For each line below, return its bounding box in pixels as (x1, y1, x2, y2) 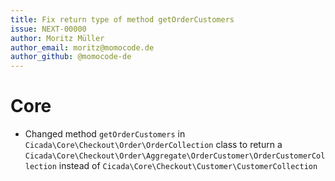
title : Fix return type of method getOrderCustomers (10, 14, 235, 25)
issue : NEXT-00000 (10, 24, 87, 34)
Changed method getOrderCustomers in (24, 128, 186, 140)
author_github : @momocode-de (10, 52, 132, 62)
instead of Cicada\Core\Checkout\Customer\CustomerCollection (58, 160, 318, 172)
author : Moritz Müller (10, 33, 105, 43)
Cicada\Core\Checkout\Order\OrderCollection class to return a (24, 139, 283, 151)
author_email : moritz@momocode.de (10, 42, 155, 53)
